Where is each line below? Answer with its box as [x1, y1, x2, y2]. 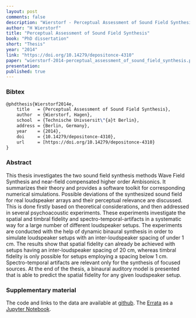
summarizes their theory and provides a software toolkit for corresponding [6, 184, 185, 191]
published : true [6, 69, 45, 74]
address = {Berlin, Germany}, [16, 123, 90, 129]
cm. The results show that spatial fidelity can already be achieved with [6, 240, 176, 247]
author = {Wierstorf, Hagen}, [16, 112, 93, 118]
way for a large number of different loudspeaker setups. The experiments [6, 221, 183, 228]
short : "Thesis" [6, 42, 45, 47]
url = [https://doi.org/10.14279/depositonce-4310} [16, 139, 156, 145]
